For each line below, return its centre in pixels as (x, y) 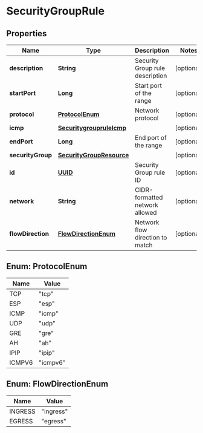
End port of (151, 138)
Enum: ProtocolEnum (47, 266)
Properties (27, 34)
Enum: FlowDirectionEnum (57, 384)
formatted (149, 197)
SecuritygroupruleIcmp (92, 128)
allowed (146, 213)
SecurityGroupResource (93, 155)
